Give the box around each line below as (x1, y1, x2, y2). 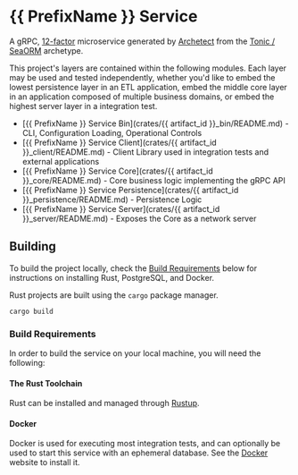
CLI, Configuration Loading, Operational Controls (21, 127, 203, 138)
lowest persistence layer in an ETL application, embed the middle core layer (9, 81, 287, 92)
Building (9, 239, 56, 254)
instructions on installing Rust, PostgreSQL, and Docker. (9, 272, 215, 283)
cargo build (9, 307, 54, 316)
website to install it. (9, 457, 80, 468)
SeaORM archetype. (9, 45, 84, 55)
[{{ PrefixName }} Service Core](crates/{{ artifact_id (21, 165, 214, 176)
